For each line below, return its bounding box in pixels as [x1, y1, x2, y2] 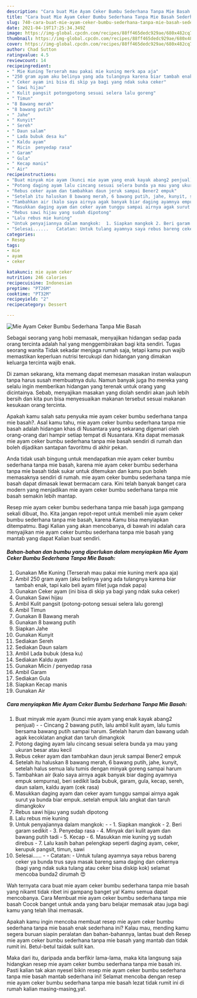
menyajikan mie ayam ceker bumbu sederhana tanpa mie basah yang [6, 529, 174, 536]
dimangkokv [15, 802, 46, 809]
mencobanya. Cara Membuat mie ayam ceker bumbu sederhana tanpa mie [6, 894, 186, 901]
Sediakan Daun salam [15, 644, 68, 651]
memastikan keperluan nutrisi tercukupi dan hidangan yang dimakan [6, 353, 171, 360]
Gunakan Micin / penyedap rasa [15, 662, 92, 669]
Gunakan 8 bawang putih [15, 619, 76, 626]
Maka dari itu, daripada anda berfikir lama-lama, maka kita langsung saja [6, 954, 182, 961]
